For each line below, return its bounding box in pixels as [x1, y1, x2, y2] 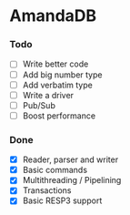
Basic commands [22, 165, 88, 176]
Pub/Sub [22, 99, 56, 110]
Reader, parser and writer [22, 154, 119, 165]
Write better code [22, 58, 89, 69]
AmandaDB [9, 5, 97, 26]
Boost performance [22, 110, 96, 121]
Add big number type [22, 69, 103, 80]
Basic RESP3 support [22, 195, 103, 206]
